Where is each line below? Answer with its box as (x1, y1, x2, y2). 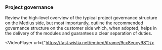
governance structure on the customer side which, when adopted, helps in (5, 25, 157, 31)
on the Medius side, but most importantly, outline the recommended (5, 20, 143, 26)
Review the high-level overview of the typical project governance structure (5, 15, 158, 21)
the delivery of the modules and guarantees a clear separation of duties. (5, 31, 152, 36)
